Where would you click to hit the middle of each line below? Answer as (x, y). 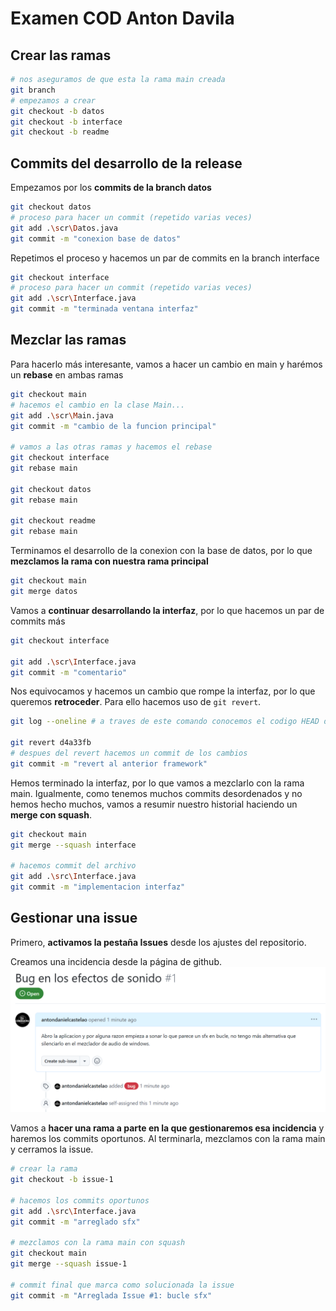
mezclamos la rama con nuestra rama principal (109, 561)
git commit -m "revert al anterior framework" (109, 763)
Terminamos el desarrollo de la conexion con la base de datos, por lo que (161, 551)
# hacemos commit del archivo (73, 866)
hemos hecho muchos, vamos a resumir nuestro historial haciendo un (154, 804)
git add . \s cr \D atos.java (64, 228)
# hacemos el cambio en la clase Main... (98, 405)
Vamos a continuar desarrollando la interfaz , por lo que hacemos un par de (167, 610)
